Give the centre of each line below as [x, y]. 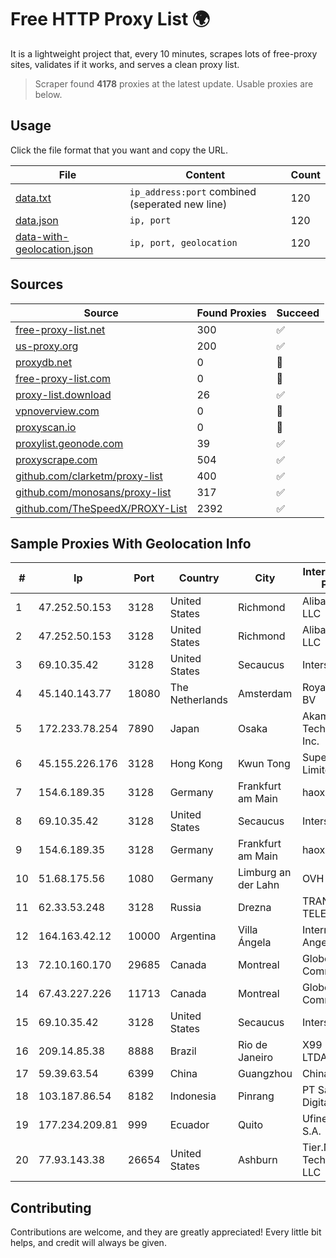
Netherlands [198, 700]
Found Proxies [231, 313]
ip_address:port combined [193, 191]
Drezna [254, 908]
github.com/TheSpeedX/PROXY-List [101, 508]
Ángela [254, 943]
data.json [37, 220]
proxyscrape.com [56, 459]
